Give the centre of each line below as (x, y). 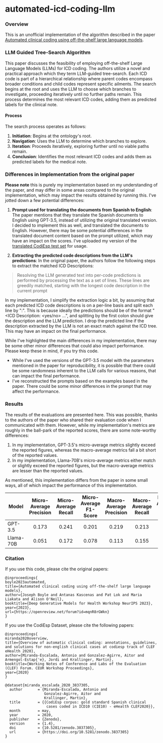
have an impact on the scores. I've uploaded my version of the (74, 241)
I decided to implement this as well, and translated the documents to (80, 225)
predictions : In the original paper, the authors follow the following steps (84, 261)
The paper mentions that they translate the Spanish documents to (78, 215)
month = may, (30, 711)
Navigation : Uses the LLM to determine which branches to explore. (79, 141)
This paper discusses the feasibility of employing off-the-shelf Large (74, 63)
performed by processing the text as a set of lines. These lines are (83, 280)
